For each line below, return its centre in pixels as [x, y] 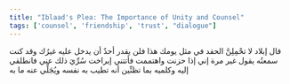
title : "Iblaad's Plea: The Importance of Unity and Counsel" [127, 17]
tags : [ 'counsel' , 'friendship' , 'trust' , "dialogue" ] [113, 26]
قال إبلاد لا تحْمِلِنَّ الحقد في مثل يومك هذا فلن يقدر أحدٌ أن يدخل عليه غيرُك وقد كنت [145, 50]
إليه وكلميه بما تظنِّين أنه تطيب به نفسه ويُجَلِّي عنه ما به [99, 69]
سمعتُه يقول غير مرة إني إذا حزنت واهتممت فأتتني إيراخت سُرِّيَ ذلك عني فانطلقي [144, 60]
